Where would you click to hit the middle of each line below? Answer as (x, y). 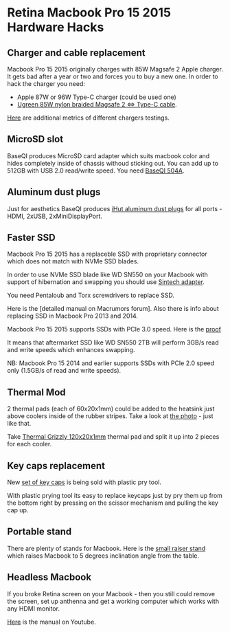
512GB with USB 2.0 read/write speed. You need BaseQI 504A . (96, 171)
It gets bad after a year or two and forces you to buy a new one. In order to (113, 76)
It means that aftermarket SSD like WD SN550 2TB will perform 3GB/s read (113, 342)
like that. (19, 424)
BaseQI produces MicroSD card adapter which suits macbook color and (108, 155)
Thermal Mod (37, 392)
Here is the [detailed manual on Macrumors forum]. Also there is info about (113, 309)
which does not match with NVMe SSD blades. (73, 261)
